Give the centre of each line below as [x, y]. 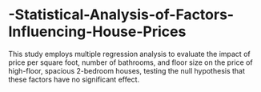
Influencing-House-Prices [97, 32]
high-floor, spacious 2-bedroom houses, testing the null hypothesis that [127, 70]
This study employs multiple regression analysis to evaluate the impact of [129, 54]
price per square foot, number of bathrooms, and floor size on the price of [131, 62]
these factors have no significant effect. [74, 79]
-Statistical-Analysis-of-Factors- [121, 15]
